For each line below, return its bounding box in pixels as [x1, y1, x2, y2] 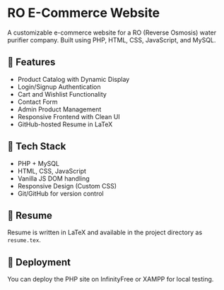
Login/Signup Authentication [17, 83, 101, 91]
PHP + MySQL [17, 159, 60, 167]
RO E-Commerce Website [7, 5, 160, 21]
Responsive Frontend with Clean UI [17, 112, 120, 121]
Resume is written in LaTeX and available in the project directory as [7, 228, 203, 237]
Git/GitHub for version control [17, 189, 104, 198]
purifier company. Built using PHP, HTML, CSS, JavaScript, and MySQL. [7, 35, 216, 44]
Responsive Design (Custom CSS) [17, 181, 117, 190]
